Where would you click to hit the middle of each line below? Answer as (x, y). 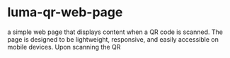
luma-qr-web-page (65, 12)
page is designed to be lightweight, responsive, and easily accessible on (113, 39)
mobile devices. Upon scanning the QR (64, 47)
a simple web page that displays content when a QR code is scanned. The (115, 32)
